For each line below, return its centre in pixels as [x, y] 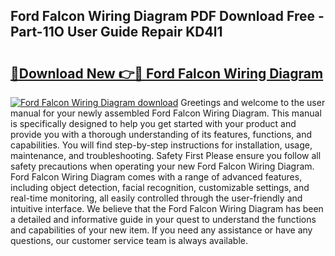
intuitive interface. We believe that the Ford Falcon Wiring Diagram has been [167, 208]
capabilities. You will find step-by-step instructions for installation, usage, [161, 145]
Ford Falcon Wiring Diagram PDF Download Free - [167, 16]
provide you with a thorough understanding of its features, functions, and [161, 134]
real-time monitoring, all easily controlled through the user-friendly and [156, 198]
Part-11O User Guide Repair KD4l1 [116, 32]
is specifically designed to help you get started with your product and [153, 123]
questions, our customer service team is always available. [129, 240]
